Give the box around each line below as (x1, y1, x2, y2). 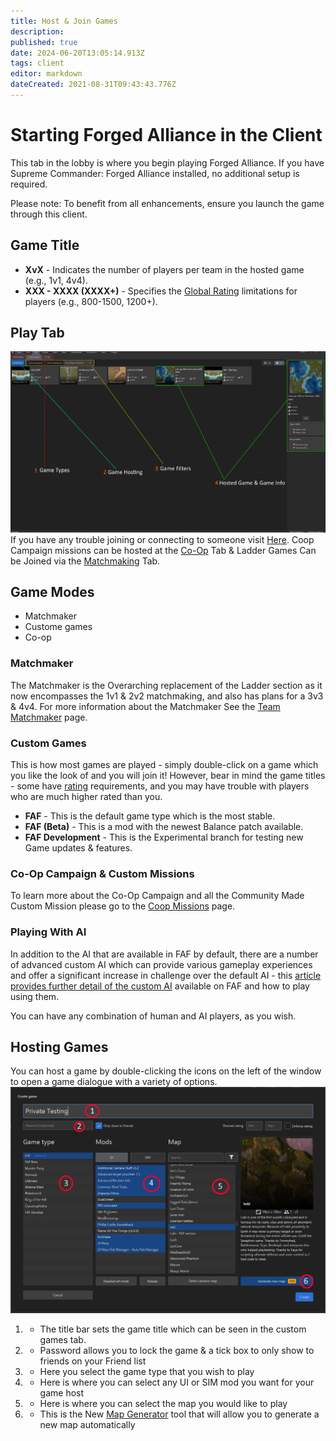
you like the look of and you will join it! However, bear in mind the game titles (10, 770, 326, 782)
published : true (10, 37, 78, 47)
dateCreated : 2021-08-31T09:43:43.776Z (10, 80, 177, 90)
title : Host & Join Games (10, 16, 118, 26)
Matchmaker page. (10, 711, 88, 723)
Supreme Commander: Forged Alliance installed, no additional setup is (10, 167, 300, 179)
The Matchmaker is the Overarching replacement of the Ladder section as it (10, 679, 323, 691)
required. (10, 178, 48, 190)
